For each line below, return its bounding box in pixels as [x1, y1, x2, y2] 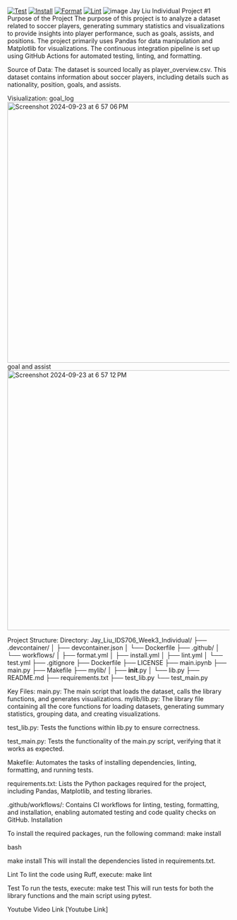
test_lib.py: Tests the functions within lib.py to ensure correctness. [7, 724, 200, 731]
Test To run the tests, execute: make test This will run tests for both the [7, 884, 214, 892]
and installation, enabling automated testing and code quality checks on [7, 808, 217, 816]
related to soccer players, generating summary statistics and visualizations [7, 22, 225, 30]
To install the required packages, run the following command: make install [7, 830, 221, 837]
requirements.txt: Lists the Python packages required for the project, [7, 779, 207, 787]
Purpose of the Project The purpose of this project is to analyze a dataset [7, 14, 221, 23]
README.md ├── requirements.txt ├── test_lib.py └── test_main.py [7, 674, 208, 681]
